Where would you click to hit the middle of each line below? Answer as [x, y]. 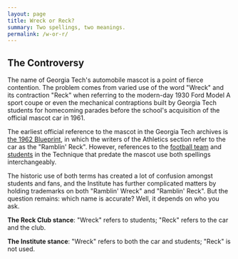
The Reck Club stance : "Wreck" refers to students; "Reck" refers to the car [118, 220]
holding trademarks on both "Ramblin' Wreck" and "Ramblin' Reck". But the [118, 191]
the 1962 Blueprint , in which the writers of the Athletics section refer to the [117, 139]
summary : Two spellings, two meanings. [67, 27]
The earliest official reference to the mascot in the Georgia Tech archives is [118, 132]
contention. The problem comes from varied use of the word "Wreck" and [116, 88]
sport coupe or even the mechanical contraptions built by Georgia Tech [112, 103]
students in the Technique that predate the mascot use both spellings [109, 155]
